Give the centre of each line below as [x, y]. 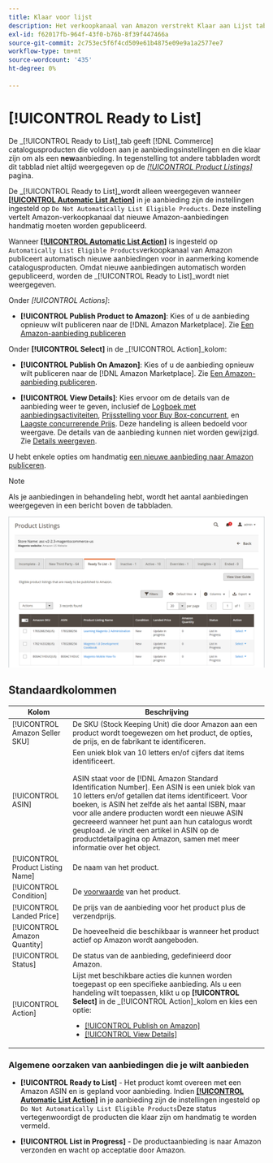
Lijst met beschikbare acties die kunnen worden [152, 975]
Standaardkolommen [63, 690]
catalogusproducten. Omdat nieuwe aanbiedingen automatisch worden [127, 267]
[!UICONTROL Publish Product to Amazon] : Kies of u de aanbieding [135, 316]
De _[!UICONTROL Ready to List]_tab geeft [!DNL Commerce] [111, 141]
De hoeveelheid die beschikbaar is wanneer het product [166, 932]
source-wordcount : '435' [50, 60]
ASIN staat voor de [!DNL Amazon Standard [145, 778]
